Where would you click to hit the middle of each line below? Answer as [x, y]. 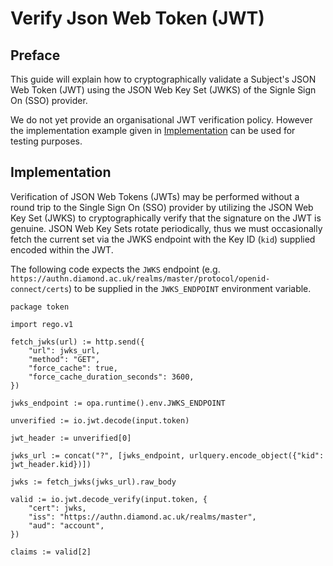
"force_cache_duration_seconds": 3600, [111, 377]
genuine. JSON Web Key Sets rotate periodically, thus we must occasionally [166, 228]
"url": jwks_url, [64, 350]
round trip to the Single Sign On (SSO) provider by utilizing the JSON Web [162, 207]
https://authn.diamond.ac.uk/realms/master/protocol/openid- [140, 278]
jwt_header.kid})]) [51, 464]
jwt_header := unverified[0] [71, 438]
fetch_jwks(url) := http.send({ [77, 342]
